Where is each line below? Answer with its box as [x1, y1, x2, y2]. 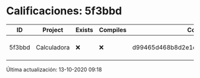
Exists [75, 26, 93, 34]
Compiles [99, 26, 127, 34]
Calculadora [36, 43, 70, 51]
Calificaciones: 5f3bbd [6, 4, 122, 18]
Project [42, 26, 64, 34]
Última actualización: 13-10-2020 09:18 [6, 65, 102, 73]
